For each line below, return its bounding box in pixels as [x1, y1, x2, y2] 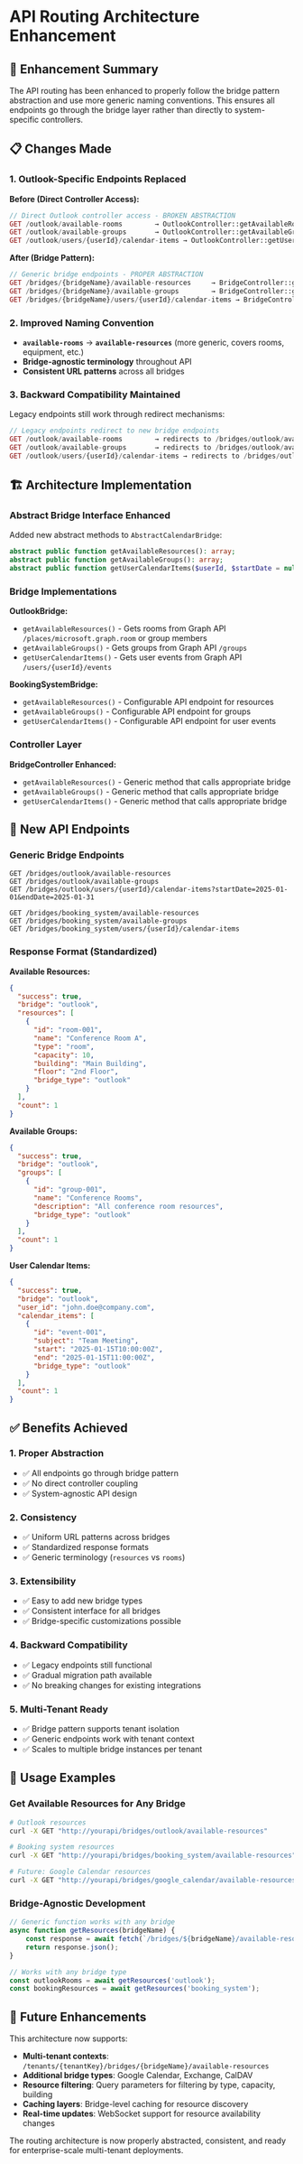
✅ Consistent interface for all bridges [22, 1605, 161, 1617]
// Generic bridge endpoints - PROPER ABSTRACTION [9, 270, 204, 279]
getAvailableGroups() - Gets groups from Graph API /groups [22, 643, 248, 654]
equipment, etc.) [22, 346, 84, 358]
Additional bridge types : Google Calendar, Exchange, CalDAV [22, 2070, 253, 2081]
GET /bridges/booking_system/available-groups [9, 916, 188, 926]
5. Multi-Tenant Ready [9, 1703, 108, 1715]
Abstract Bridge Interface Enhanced [9, 509, 171, 522]
